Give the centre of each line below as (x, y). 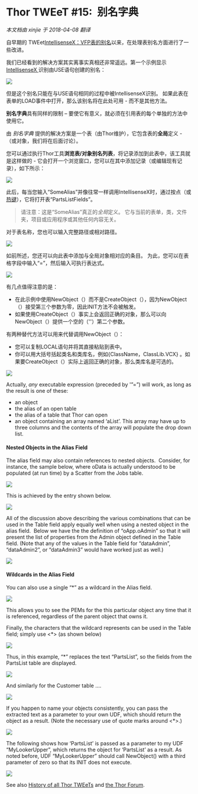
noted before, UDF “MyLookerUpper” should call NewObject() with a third (96, 756)
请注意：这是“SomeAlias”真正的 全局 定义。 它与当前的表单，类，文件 (104, 212)
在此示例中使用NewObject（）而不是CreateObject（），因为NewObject (101, 299)
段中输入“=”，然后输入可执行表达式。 (62, 263)
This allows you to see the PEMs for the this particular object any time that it (99, 610)
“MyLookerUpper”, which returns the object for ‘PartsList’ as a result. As (94, 750)
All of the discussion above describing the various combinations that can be (98, 518)
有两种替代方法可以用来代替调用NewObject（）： (65, 334)
